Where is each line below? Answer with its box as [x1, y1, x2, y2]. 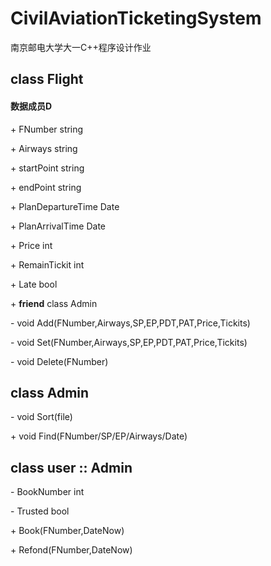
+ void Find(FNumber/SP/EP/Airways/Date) [10, 430, 188, 442]
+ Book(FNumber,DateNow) [10, 525, 125, 537]
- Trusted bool [10, 505, 70, 517]
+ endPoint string [10, 181, 82, 193]
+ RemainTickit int [10, 258, 85, 271]
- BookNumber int [10, 486, 85, 498]
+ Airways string [10, 142, 78, 154]
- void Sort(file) [10, 411, 73, 423]
